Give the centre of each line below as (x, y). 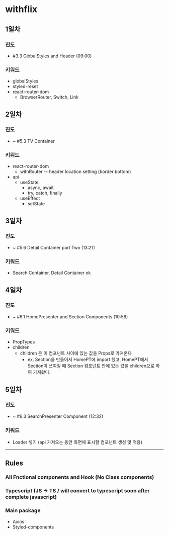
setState (36, 204)
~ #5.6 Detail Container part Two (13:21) (54, 247)
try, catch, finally (45, 193)
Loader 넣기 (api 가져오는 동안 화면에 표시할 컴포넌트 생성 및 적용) (77, 442)
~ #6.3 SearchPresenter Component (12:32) (58, 416)
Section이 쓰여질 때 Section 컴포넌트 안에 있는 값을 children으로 (91, 366)
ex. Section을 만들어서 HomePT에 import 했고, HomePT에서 (88, 360)
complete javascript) (31, 497)
